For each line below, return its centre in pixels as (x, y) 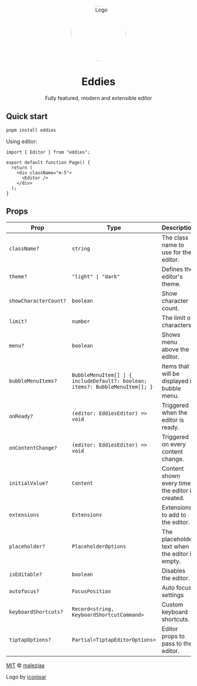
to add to (174, 515)
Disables (174, 571)
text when (175, 547)
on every (174, 444)
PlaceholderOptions (99, 547)
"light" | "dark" (96, 277)
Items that (175, 367)
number (81, 322)
